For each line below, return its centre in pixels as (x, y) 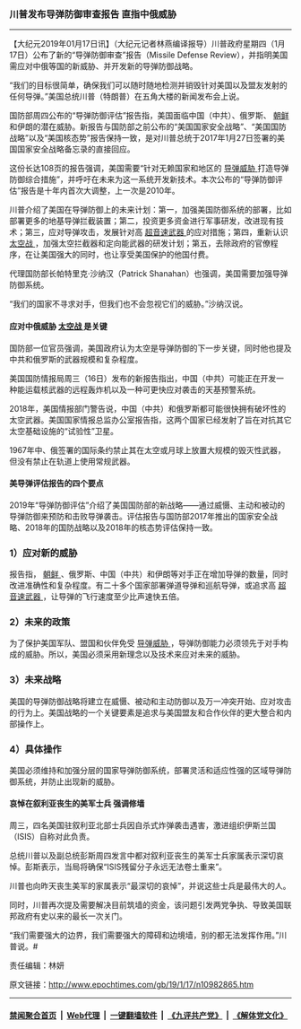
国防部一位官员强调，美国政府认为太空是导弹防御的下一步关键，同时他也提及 (150, 348)
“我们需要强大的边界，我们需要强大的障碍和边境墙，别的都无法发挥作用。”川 (148, 936)
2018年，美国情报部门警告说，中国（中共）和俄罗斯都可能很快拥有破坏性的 (148, 408)
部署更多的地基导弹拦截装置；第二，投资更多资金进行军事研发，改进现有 (142, 221)
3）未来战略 (35, 680)
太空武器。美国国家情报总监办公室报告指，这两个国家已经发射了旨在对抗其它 (150, 420)
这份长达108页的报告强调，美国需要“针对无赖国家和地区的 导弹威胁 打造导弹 (149, 169)
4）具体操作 (35, 749)
